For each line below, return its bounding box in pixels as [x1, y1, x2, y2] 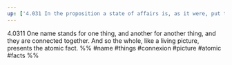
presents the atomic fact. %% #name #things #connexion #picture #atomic [7, 44, 222, 52]
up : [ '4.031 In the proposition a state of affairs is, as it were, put [7, 10, 221, 17]
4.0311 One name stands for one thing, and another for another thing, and [7, 29, 216, 37]
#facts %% [7, 51, 39, 59]
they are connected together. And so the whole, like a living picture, [7, 36, 200, 45]
